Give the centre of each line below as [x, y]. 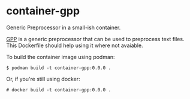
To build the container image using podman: [61, 57]
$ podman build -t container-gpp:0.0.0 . [59, 68]
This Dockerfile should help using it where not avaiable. [75, 45]
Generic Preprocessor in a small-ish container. [64, 27]
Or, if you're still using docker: [43, 79]
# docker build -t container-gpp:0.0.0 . [59, 90]
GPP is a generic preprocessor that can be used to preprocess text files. [95, 39]
